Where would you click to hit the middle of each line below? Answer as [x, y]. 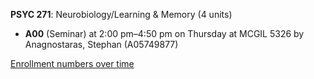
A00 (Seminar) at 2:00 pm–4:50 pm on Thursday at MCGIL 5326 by [164, 33]
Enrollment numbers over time [72, 63]
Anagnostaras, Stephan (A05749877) [101, 44]
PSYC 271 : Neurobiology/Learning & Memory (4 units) [121, 14]
